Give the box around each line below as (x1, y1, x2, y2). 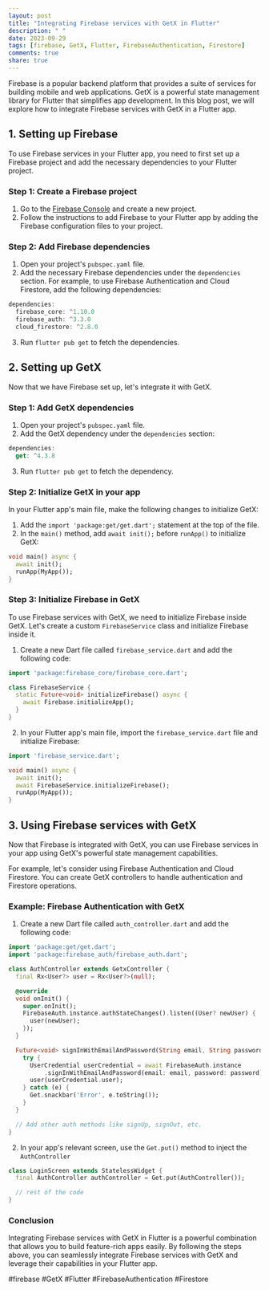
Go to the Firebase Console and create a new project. (19, 204, 197, 214)
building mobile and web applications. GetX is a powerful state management (8, 87, 260, 96)
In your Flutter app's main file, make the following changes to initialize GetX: (8, 504, 259, 514)
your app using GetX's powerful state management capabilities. (8, 848, 219, 858)
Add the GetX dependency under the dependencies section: (19, 429, 215, 438)
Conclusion (8, 1215, 54, 1227)
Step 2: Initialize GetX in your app (8, 486, 141, 498)
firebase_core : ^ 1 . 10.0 (15, 308, 94, 316)
